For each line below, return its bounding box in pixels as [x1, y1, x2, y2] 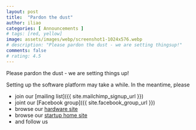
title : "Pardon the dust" [6, 14, 73, 20]
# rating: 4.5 [6, 53, 42, 59]
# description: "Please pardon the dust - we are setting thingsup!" [6, 42, 183, 48]
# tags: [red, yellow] [6, 31, 63, 37]
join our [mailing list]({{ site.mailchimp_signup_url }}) [14, 92, 144, 100]
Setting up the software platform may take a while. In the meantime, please [6, 81, 190, 88]
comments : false [6, 48, 46, 54]
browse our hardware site [14, 105, 78, 112]
